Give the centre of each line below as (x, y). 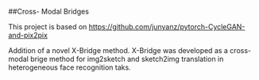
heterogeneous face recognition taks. (70, 67)
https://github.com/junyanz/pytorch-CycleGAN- (167, 27)
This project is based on (48, 27)
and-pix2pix (28, 35)
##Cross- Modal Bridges (49, 11)
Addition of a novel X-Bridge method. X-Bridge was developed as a (118, 50)
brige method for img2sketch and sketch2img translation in (127, 59)
